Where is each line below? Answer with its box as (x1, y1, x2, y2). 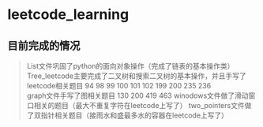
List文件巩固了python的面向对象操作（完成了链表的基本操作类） (26, 62, 235, 70)
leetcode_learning (7, 6, 130, 24)
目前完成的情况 (7, 39, 81, 52)
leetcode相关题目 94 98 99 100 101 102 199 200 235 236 (26, 81, 212, 90)
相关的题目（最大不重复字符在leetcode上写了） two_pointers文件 (33, 101, 246, 110)
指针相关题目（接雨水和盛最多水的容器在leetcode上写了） (40, 110, 229, 120)
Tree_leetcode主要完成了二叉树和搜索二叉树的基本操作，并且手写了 (26, 71, 246, 80)
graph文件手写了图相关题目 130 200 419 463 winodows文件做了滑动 (26, 91, 250, 100)
